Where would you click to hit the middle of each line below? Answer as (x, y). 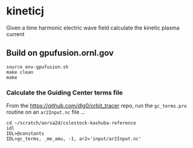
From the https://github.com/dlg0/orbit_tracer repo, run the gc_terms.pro (96, 106)
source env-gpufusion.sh (37, 67)
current (15, 34)
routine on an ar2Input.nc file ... (46, 112)
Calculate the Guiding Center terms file (65, 93)
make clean (20, 72)
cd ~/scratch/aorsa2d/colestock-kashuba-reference (71, 123)
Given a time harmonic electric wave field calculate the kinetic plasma (93, 28)
